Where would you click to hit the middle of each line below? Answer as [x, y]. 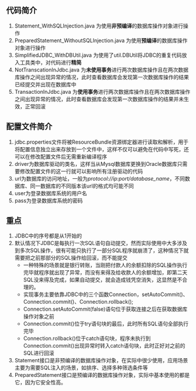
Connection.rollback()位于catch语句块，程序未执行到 [87, 338]
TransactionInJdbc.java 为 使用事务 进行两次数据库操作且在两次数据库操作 [102, 91]
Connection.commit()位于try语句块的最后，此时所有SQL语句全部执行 [106, 324]
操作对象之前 [39, 317]
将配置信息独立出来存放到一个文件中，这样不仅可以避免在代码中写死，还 [102, 149]
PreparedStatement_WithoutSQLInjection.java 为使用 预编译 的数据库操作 [101, 40]
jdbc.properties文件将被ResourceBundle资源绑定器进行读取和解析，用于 [102, 142]
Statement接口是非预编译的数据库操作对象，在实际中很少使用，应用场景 [101, 361]
